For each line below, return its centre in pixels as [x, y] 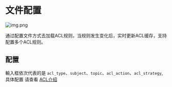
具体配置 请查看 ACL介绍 [31, 79]
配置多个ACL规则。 [26, 42]
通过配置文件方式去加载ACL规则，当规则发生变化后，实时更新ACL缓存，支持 [86, 35]
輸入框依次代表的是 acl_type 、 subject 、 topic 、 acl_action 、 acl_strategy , [84, 73]
